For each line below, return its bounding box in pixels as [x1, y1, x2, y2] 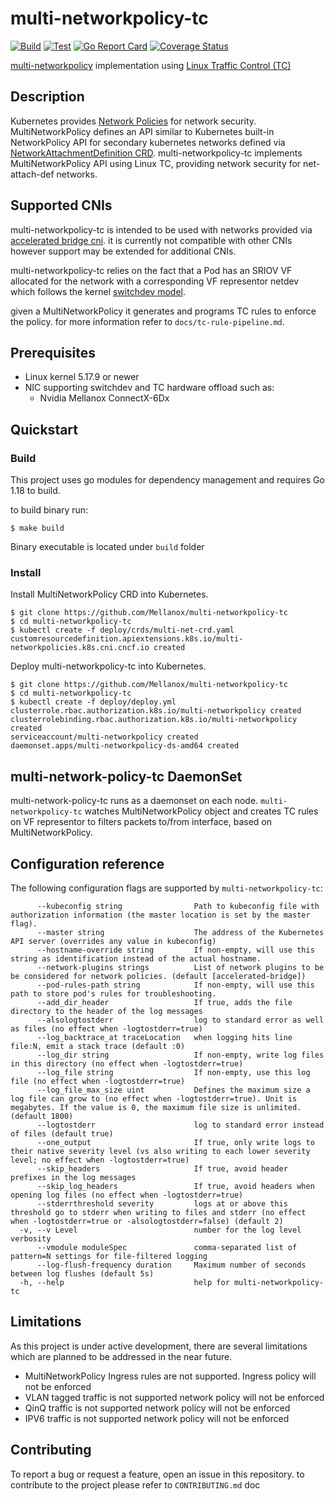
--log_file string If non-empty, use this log [36, 1067, 311, 1077]
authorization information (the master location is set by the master [10, 910, 311, 920]
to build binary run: [10, 504, 89, 516]
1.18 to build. [10, 485, 61, 497]
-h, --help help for [19, 1277, 230, 1287]
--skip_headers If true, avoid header [36, 1163, 288, 1174]
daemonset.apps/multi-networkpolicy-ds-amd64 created [10, 741, 240, 751]
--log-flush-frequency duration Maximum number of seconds [36, 1260, 307, 1270]
